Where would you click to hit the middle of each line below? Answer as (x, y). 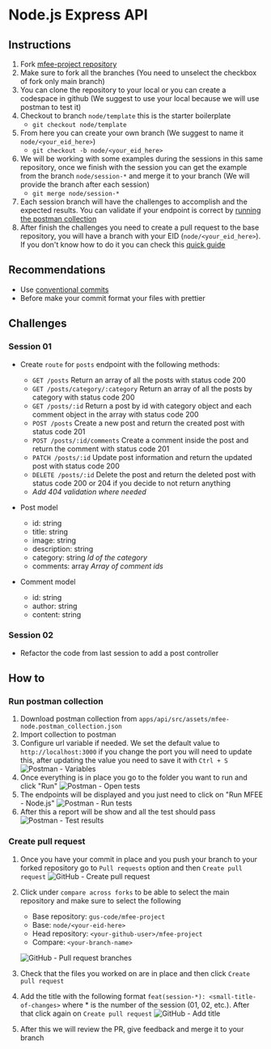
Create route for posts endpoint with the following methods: (120, 364)
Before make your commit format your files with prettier (112, 298)
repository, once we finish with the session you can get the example (133, 167)
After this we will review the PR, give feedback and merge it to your (132, 1029)
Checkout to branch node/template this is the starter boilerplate (125, 116)
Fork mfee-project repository (68, 64)
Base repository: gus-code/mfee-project (99, 916)
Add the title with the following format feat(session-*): (113, 996)
